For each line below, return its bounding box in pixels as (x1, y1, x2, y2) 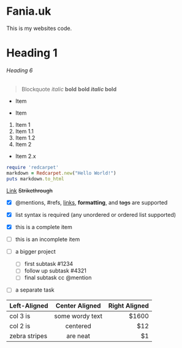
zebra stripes (9, 331, 48, 340)
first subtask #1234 (24, 260, 74, 268)
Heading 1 (6, 46, 58, 60)
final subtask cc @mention (24, 274, 92, 281)
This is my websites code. (6, 25, 72, 32)
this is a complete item (15, 224, 72, 231)
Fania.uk (6, 4, 51, 18)
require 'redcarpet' (6, 164, 59, 171)
